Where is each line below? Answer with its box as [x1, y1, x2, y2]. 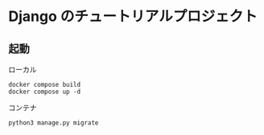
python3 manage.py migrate [8, 119, 99, 127]
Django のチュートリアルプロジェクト [8, 7, 258, 26]
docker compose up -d [8, 88, 81, 96]
